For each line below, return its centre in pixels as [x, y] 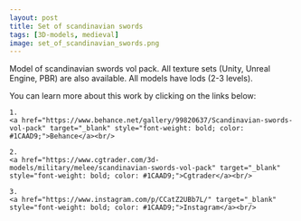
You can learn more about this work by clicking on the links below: [133, 96]
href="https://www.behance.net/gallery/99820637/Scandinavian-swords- [157, 120]
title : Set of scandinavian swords [76, 26]
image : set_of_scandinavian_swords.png [85, 43]
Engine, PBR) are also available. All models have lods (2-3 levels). [131, 79]
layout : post [34, 18]
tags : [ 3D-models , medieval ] [64, 34]
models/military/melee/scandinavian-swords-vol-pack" [113, 168]
